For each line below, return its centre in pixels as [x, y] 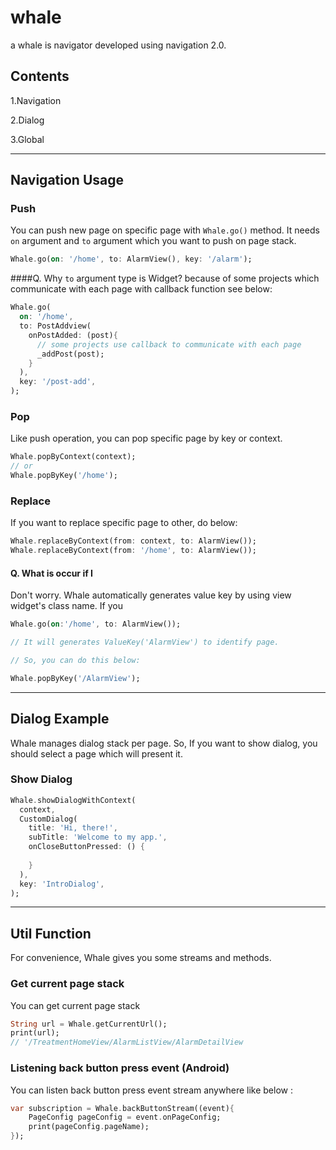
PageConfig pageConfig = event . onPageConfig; [125, 1117]
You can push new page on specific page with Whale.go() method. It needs [165, 230]
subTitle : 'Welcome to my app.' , [98, 837]
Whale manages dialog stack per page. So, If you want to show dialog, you [164, 743]
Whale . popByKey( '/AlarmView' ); [75, 678]
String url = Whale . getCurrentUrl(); [89, 1024]
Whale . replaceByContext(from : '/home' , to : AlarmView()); [133, 551]
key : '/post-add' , [58, 382]
